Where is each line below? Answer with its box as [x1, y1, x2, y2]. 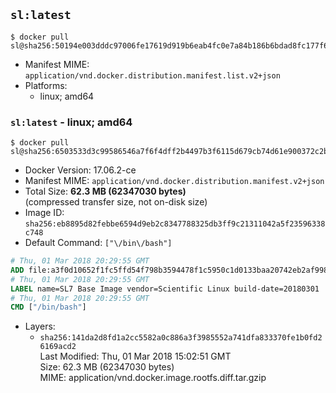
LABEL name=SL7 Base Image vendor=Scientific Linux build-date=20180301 [10, 284, 320, 294]
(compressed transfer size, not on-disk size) [24, 196, 208, 208]
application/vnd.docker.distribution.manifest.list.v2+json [24, 70, 281, 81]
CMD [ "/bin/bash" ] [10, 302, 87, 313]
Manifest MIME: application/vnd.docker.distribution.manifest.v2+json [24, 175, 325, 187]
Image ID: [24, 207, 65, 219]
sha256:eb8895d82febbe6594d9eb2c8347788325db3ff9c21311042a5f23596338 [24, 219, 326, 229]
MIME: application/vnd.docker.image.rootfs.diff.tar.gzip [39, 372, 267, 384]
